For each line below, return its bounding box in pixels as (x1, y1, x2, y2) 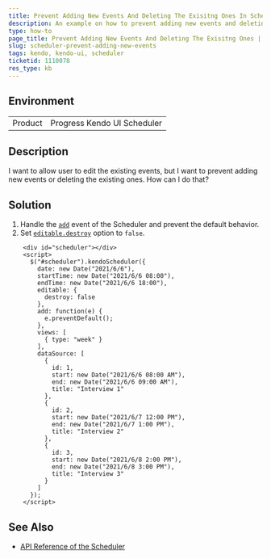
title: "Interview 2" (51, 427, 125, 436)
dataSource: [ (37, 350, 85, 358)
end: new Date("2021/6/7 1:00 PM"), (51, 421, 175, 429)
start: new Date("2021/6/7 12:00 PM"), (51, 414, 186, 422)
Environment (8, 95, 75, 108)
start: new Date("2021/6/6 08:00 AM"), (51, 371, 186, 380)
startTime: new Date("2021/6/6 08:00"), (37, 272, 175, 280)
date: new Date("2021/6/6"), (37, 265, 135, 273)
